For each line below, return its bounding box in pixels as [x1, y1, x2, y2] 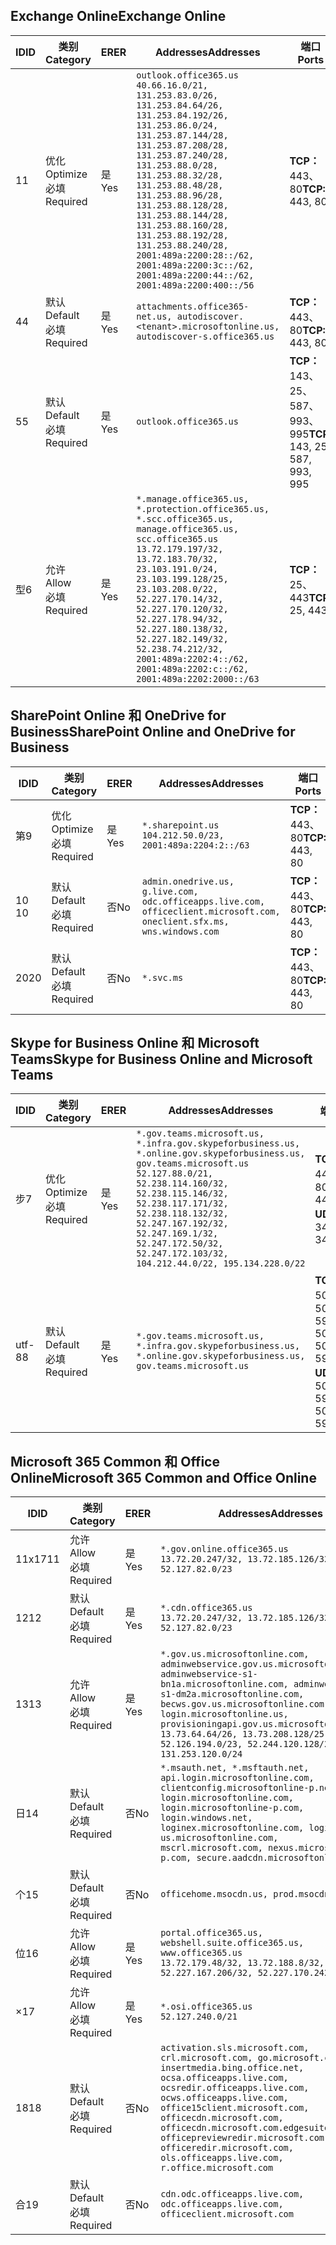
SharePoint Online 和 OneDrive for [10, 707, 227, 724]
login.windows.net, [160, 1812, 253, 1824]
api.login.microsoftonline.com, [160, 1772, 315, 1784]
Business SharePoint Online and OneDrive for [10, 724, 296, 741]
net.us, [136, 310, 173, 322]
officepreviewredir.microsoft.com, [160, 2132, 330, 2144]
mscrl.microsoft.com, [160, 1842, 263, 1854]
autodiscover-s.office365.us [136, 330, 275, 342]
